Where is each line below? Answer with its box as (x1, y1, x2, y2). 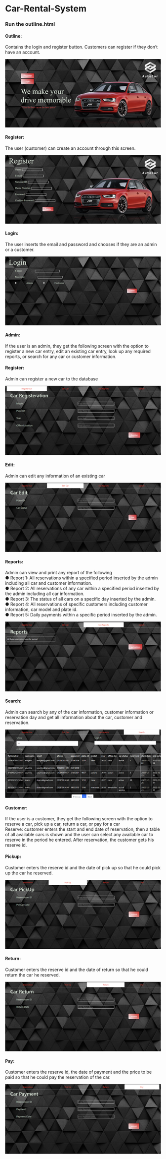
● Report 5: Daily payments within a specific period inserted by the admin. (5, 612, 157, 618)
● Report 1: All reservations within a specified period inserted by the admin (5, 575, 158, 581)
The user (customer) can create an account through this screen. (5, 145, 136, 151)
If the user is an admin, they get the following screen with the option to (5, 343, 149, 349)
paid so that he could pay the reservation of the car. (5, 1074, 111, 1080)
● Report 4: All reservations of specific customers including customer (5, 601, 148, 608)
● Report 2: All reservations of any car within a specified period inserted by (5, 586, 160, 592)
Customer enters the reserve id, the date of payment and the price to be (5, 1069, 152, 1075)
